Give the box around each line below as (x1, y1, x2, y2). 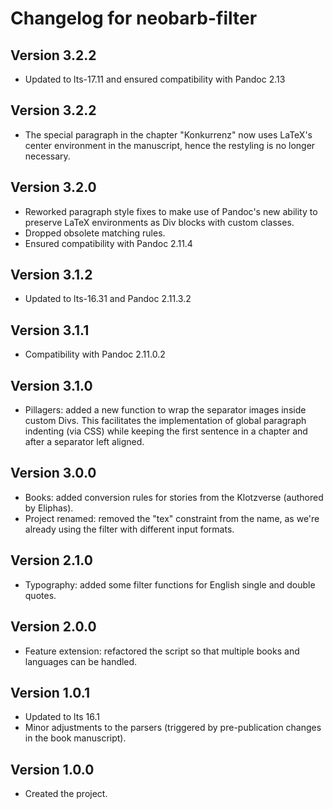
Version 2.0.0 (10, 618, 97, 636)
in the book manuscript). (24, 732, 127, 744)
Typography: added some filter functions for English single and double (24, 578, 316, 591)
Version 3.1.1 (10, 322, 90, 339)
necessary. (24, 150, 71, 162)
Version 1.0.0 (10, 761, 95, 778)
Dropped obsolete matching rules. (24, 227, 166, 239)
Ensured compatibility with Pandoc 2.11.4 (24, 237, 193, 249)
